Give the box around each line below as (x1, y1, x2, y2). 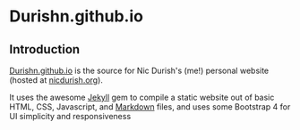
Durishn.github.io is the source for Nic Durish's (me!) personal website (9, 65, 270, 76)
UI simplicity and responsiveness (9, 111, 132, 121)
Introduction (9, 42, 81, 57)
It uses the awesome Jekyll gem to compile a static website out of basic (9, 92, 275, 102)
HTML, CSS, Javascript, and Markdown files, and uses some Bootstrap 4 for (9, 102, 291, 112)
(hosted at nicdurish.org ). (9, 75, 103, 85)
